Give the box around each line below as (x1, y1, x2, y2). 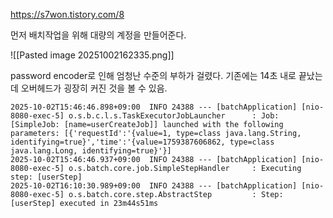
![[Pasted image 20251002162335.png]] (10, 49, 175, 61)
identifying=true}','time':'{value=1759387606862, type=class (10, 137, 275, 147)
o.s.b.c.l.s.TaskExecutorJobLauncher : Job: (68, 111, 280, 121)
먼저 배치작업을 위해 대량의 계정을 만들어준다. (10, 29, 187, 41)
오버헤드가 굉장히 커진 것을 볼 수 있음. (20, 82, 168, 94)
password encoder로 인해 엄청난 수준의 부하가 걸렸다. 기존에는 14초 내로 (10, 70, 297, 81)
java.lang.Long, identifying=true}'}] (10, 146, 172, 156)
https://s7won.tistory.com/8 (10, 9, 125, 20)
